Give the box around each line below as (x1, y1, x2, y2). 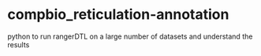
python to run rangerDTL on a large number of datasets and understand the (7, 32, 253, 41)
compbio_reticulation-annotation (7, 6, 229, 24)
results (7, 39, 30, 49)
